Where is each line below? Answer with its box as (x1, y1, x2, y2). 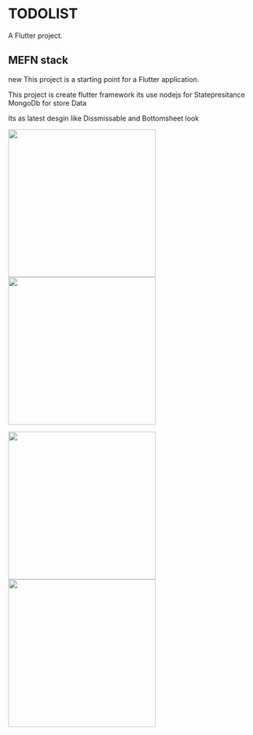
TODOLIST (8, 5, 79, 23)
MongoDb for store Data (8, 98, 87, 107)
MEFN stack (8, 54, 68, 67)
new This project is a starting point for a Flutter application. (8, 74, 200, 84)
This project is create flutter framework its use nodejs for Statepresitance (8, 90, 246, 99)
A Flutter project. (8, 31, 63, 40)
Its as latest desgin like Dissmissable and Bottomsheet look (8, 113, 200, 123)
